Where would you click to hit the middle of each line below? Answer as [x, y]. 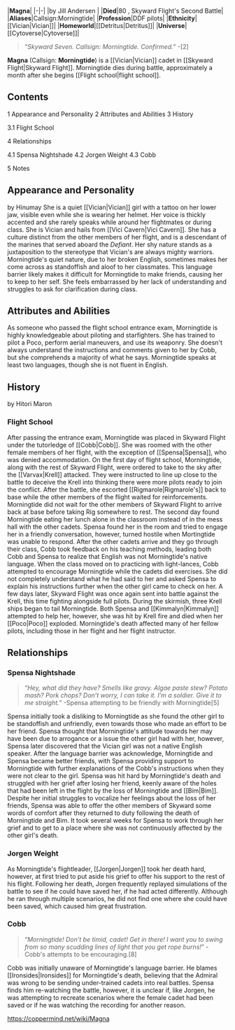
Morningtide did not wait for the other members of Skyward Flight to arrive [115, 504]
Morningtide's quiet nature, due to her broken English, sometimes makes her [117, 259]
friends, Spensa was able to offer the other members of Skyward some [109, 806]
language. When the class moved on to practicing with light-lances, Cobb [113, 564]
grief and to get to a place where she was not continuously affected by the [115, 828]
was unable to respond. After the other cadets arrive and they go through [113, 541]
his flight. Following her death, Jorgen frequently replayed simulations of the [117, 884]
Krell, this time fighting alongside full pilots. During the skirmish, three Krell [115, 601]
